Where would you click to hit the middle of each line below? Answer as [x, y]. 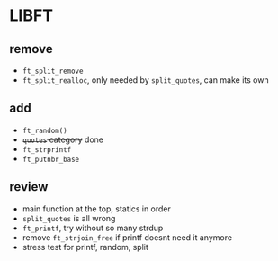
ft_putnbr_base [51, 159]
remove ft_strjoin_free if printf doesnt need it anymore [127, 237]
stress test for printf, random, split [85, 247]
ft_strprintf [47, 149]
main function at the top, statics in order [96, 209]
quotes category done [63, 139]
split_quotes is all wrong [69, 218]
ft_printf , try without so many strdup [93, 228]
